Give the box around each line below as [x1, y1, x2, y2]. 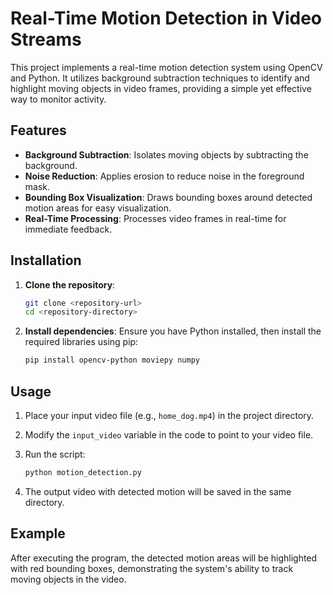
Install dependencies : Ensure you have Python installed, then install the [24, 325, 322, 337]
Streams [10, 28, 82, 51]
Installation [10, 252, 82, 269]
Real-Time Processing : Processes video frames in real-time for [24, 212, 287, 224]
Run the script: [24, 448, 86, 460]
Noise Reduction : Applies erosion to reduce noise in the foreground [24, 170, 305, 182]
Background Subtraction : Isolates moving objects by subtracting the [24, 148, 309, 161]
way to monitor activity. [10, 93, 107, 105]
